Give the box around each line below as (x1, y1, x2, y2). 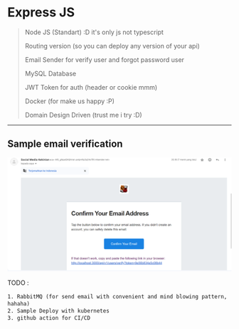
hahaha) (7, 301, 31, 308)
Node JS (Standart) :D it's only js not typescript (24, 28, 164, 36)
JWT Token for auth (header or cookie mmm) (24, 83, 158, 91)
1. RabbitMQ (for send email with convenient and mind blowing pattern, (7, 293, 228, 301)
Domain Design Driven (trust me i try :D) (24, 110, 142, 119)
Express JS (7, 4, 75, 21)
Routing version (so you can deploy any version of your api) (24, 41, 201, 50)
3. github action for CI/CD (7, 315, 91, 322)
